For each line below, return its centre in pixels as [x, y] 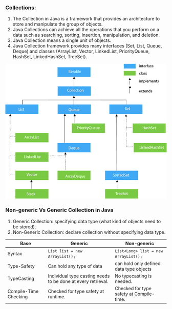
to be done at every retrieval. [78, 281]
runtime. [57, 296]
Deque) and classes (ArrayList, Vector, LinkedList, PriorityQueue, [81, 51]
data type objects [133, 269]
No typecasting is [133, 276]
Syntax [15, 253]
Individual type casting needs [79, 276]
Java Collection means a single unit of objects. [62, 40]
